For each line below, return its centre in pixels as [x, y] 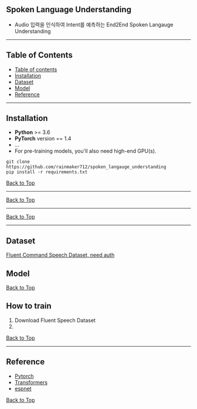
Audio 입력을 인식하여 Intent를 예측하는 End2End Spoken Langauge [94, 24]
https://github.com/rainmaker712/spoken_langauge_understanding [86, 167]
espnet [23, 388]
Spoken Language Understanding [69, 10]
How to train [29, 306]
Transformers [31, 382]
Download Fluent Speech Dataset [55, 320]
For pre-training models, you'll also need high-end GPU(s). [85, 151]
